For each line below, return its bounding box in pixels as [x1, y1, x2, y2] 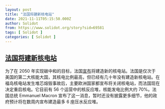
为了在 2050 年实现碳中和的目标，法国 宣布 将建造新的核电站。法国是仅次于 [5, 68, 156, 74]
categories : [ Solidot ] [5, 35, 56, 40]
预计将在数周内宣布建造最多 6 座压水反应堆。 [9, 99, 101, 105]
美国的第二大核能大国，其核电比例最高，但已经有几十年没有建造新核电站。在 [5, 74, 160, 80]
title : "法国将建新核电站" [5, 12, 55, 17]
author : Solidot [5, 21, 38, 26]
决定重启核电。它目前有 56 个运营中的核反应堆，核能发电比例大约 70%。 [5, 86, 153, 92]
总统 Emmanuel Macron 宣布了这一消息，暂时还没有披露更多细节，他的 [9, 92, 153, 98]
